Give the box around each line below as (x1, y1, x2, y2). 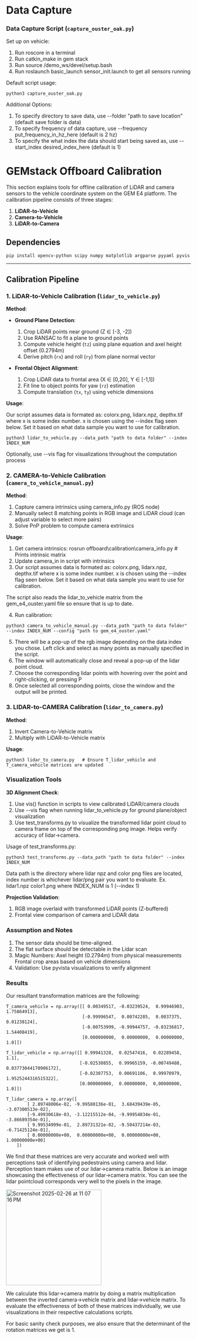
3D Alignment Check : (6, 789, 60, 796)
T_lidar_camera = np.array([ (6, 1096, 77, 1103)
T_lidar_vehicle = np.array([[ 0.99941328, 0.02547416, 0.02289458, (6, 1050, 182, 1056)
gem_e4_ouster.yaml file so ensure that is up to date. (6, 600, 134, 607)
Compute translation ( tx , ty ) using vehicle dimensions (23, 388, 154, 395)
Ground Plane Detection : (14, 316, 76, 323)
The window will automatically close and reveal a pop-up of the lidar (14, 657, 180, 665)
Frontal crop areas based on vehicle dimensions (14, 958, 131, 965)
